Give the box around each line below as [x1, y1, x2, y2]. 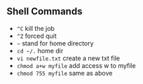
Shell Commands [6, 6, 83, 17]
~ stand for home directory [16, 38, 94, 48]
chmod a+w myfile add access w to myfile [16, 61, 136, 69]
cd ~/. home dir [16, 46, 64, 55]
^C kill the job [16, 24, 55, 32]
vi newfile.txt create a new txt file [16, 54, 121, 62]
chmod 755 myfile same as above [16, 69, 113, 77]
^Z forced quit [16, 31, 57, 40]
